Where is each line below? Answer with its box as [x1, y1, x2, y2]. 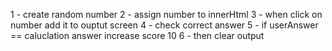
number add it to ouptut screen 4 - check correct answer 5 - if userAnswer [10, 19, 319, 31]
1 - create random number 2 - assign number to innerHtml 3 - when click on [10, 9, 323, 20]
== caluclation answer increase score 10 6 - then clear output [10, 30, 265, 41]
